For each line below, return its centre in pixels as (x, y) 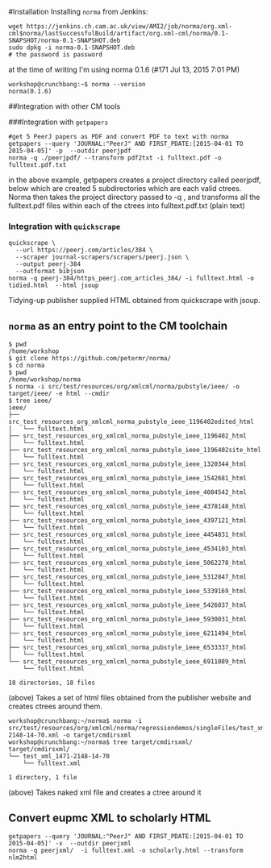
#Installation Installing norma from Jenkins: (78, 12)
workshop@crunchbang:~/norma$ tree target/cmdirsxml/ (101, 742)
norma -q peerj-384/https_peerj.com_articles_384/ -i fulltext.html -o (131, 278)
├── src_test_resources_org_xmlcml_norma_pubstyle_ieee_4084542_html (128, 492)
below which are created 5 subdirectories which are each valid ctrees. (125, 188)
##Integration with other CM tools (65, 106)
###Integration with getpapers (58, 122)
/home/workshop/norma (45, 380)
